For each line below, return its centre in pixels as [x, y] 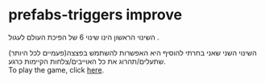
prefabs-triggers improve [95, 15]
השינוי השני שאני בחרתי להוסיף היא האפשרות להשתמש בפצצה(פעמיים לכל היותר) [133, 52]
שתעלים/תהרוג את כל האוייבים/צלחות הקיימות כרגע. [87, 61]
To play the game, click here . [56, 69]
